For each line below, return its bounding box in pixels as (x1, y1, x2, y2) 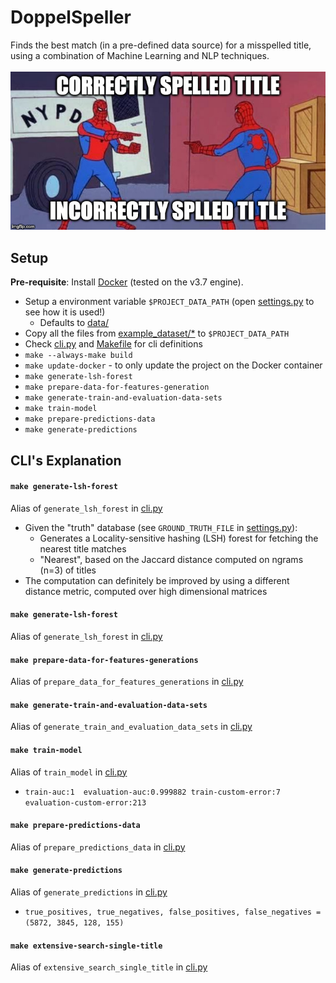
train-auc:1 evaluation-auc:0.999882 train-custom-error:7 (24, 787, 281, 797)
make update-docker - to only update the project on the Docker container (24, 359, 323, 371)
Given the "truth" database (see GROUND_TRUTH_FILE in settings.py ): (24, 521, 298, 533)
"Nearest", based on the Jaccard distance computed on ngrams (39, 553, 304, 565)
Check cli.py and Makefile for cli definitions (24, 338, 203, 350)
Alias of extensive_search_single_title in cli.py (10, 961, 208, 973)
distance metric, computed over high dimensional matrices (24, 585, 268, 597)
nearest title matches (39, 542, 127, 555)
